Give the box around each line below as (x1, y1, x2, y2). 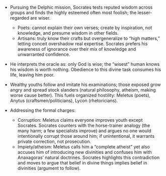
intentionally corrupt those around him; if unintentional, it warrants (17, 133, 155, 139)
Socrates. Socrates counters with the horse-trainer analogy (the (17, 123, 150, 128)
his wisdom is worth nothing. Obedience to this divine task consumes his (10, 66, 161, 72)
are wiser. (30, 15, 51, 21)
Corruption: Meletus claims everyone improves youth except (17, 117, 143, 123)
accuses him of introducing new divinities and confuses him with (17, 149, 152, 155)
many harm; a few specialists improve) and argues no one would (17, 128, 151, 134)
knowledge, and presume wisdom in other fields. (17, 30, 119, 36)
